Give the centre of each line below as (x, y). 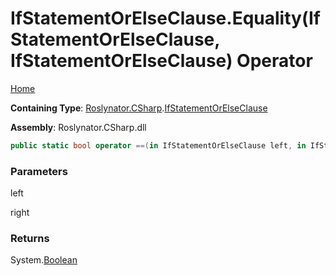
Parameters (39, 171)
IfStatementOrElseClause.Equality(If (165, 18)
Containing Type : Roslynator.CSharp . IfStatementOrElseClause (139, 108)
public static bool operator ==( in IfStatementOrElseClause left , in (158, 145)
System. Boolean (44, 260)
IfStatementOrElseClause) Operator (161, 61)
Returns (30, 239)
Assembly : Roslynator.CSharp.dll (78, 127)
